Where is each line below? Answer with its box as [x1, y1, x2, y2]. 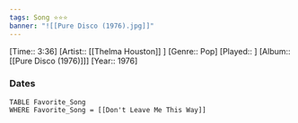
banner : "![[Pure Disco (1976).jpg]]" [9, 21, 154, 30]
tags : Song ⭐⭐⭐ [9, 12, 68, 22]
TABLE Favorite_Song [9, 97, 87, 107]
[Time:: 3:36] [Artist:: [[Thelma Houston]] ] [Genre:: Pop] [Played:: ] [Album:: [9, 45, 291, 56]
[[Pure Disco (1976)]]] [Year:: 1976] [9, 55, 138, 66]
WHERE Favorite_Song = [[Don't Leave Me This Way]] [9, 105, 206, 114]
